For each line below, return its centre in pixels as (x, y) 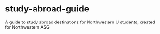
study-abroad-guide (47, 9)
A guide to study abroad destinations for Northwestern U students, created (80, 22)
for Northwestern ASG (27, 27)
